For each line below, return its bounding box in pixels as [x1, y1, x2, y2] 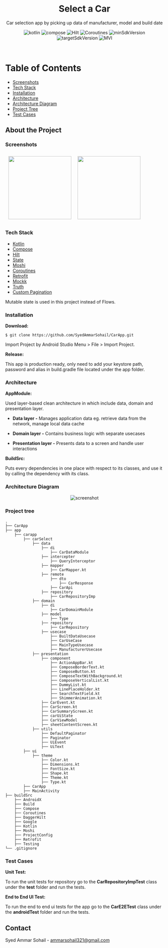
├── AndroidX [14, 797, 42, 803]
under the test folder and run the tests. [5, 884, 86, 890]
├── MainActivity [23, 788, 59, 793]
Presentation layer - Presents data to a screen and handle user [12, 440, 144, 446]
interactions [12, 445, 38, 452]
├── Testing [14, 841, 39, 846]
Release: [5, 352, 24, 358]
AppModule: [5, 390, 32, 396]
